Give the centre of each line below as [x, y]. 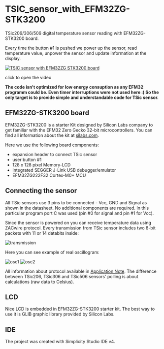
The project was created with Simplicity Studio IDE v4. [60, 342]
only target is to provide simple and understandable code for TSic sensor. [82, 97]
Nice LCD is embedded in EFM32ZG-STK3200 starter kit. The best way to [80, 309]
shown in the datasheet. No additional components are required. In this [77, 208]
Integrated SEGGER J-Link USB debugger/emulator [64, 170]
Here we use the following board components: [52, 145]
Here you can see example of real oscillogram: [52, 252]
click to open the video [28, 77]
